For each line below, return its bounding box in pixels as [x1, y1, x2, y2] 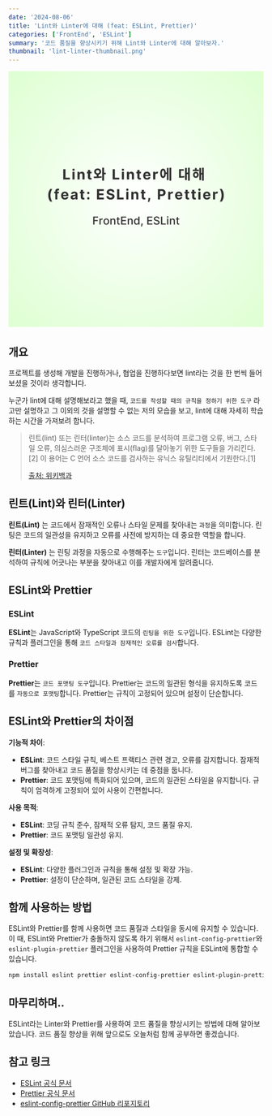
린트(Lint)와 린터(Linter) [8, 496, 125, 511]
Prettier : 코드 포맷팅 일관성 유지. [19, 829, 124, 840]
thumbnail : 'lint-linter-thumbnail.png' [8, 47, 147, 56]
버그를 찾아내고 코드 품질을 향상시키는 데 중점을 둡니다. [19, 764, 193, 775]
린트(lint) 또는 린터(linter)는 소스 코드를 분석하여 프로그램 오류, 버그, [28, 433, 243, 443]
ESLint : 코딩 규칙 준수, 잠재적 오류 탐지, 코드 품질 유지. [19, 820, 193, 829]
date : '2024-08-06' [8, 13, 74, 21]
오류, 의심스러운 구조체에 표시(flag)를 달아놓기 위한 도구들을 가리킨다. [36, 443, 257, 452]
